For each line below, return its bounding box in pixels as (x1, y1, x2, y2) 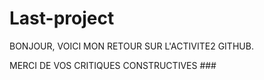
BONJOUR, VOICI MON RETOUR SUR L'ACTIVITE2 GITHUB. (9, 40, 254, 52)
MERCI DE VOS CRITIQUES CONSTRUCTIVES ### (9, 59, 217, 71)
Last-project (9, 7, 115, 30)
